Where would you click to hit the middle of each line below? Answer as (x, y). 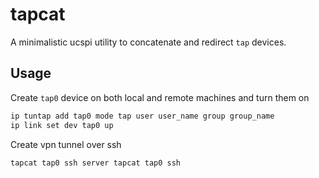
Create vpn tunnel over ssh (66, 144)
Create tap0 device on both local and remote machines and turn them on (160, 97)
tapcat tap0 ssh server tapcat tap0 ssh (96, 163)
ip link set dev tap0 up (62, 125)
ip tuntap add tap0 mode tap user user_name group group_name (142, 116)
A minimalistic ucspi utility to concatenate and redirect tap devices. (148, 42)
